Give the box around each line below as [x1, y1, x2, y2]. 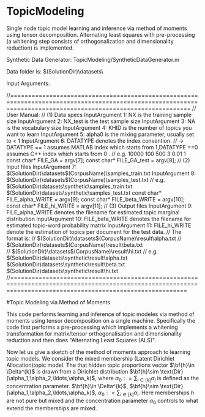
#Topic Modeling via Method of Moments [6, 298, 111, 306]
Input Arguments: [6, 80, 50, 87]
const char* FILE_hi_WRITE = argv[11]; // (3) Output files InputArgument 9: [6, 202, 193, 209]
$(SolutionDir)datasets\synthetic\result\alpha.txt [6, 254, 128, 261]
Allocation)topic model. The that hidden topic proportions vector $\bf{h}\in [6, 361, 195, 369]
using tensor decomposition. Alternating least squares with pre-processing [6, 31, 195, 38]
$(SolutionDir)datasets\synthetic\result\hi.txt [6, 267, 118, 274]
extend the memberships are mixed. [6, 405, 97, 412]
